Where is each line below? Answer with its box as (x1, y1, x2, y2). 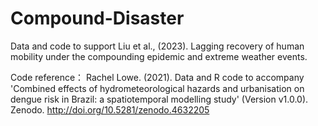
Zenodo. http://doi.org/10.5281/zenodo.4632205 (10, 103, 210, 116)
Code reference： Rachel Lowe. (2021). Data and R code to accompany (10, 71, 305, 83)
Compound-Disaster (10, 7, 185, 30)
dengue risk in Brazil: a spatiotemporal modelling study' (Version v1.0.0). (10, 93, 309, 105)
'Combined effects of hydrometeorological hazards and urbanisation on (10, 82, 305, 94)
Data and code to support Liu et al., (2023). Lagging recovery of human (10, 40, 305, 52)
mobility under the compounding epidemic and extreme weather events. (10, 50, 308, 62)
